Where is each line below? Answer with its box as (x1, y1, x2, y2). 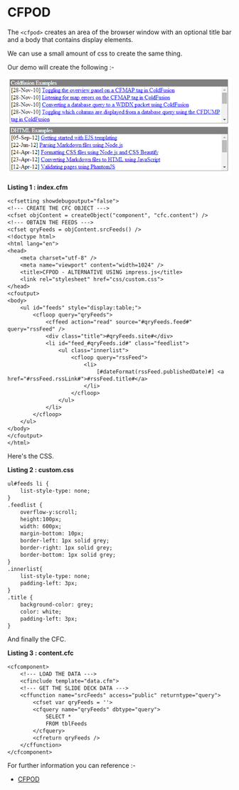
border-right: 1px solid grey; (20, 544, 113, 551)
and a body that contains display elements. (7, 35, 134, 43)
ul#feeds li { (7, 480, 50, 487)
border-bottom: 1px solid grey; (20, 551, 116, 558)
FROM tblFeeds (45, 720, 87, 727)
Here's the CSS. (7, 452, 55, 460)
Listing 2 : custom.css (7, 465, 75, 474)
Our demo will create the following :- (7, 63, 115, 71)
